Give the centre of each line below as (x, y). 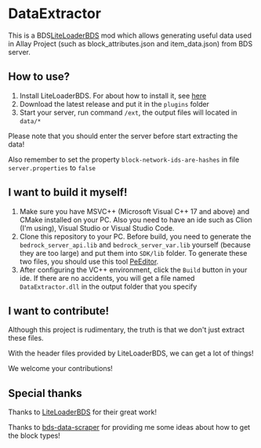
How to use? (39, 76)
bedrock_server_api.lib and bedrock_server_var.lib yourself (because (135, 245)
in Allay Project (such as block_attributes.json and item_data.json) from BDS (130, 43)
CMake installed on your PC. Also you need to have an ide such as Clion (136, 220)
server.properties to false (52, 168)
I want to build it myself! (68, 193)
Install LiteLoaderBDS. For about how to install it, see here (113, 96)
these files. (26, 338)
